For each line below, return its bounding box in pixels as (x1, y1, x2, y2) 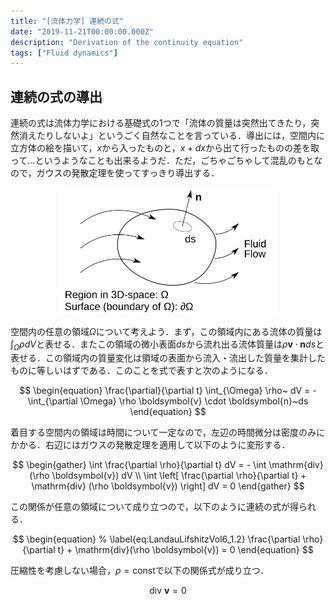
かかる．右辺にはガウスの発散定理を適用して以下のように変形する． (10, 439, 291, 451)
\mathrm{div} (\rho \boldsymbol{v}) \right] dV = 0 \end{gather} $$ (31, 480, 305, 492)
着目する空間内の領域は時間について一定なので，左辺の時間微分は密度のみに (10, 426, 326, 439)
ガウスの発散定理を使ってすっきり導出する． (36, 167, 220, 179)
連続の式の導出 (10, 88, 103, 105)
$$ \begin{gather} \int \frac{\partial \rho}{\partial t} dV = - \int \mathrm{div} (12, 459, 324, 471)
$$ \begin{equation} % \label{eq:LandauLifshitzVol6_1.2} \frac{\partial (12, 533, 301, 545)
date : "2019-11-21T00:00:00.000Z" (10, 26, 155, 37)
